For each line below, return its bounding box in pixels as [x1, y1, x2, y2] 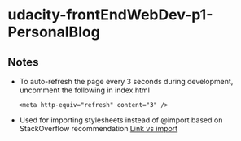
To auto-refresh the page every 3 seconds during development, [19, 77, 234, 86]
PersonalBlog [7, 23, 101, 41]
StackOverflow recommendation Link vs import [19, 124, 178, 133]
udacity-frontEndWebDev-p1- [7, 6, 213, 24]
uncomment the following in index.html [19, 85, 150, 95]
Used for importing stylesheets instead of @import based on [19, 115, 223, 125]
